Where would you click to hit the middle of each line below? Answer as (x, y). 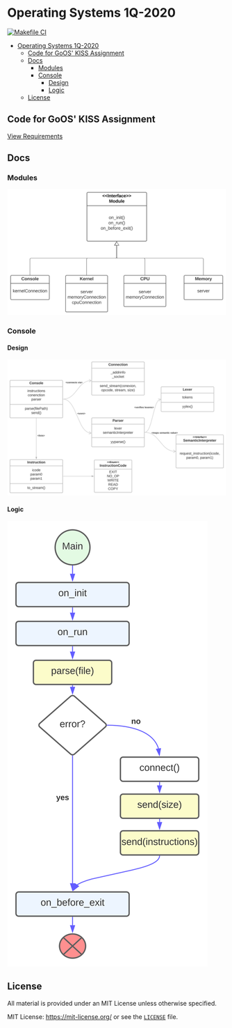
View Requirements (35, 136)
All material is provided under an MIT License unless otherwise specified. (112, 1003)
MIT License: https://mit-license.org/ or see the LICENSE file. (93, 1017)
